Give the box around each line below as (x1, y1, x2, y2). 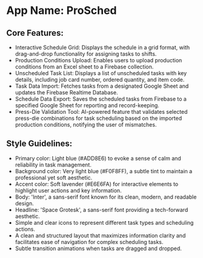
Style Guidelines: (6, 139, 73, 149)
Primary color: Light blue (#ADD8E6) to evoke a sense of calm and (15, 154, 182, 162)
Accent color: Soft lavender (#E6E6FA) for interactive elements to (15, 180, 179, 188)
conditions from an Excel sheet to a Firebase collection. (15, 63, 154, 70)
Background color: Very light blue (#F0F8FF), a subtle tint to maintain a (15, 167, 193, 174)
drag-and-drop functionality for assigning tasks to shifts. (15, 50, 157, 58)
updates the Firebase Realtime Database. (15, 89, 118, 96)
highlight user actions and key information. (15, 187, 122, 194)
